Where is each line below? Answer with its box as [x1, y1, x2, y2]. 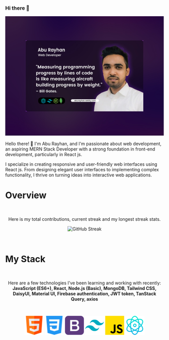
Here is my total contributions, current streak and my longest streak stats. [8, 216, 161, 222]
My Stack [5, 253, 46, 265]
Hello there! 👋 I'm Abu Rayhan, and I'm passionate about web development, [5, 140, 162, 147]
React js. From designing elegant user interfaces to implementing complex [5, 166, 159, 172]
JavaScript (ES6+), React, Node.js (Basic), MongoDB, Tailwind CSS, [12, 285, 157, 291]
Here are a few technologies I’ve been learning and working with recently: [8, 280, 161, 286]
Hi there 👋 [5, 5, 30, 12]
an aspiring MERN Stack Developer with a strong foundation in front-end [5, 146, 155, 152]
